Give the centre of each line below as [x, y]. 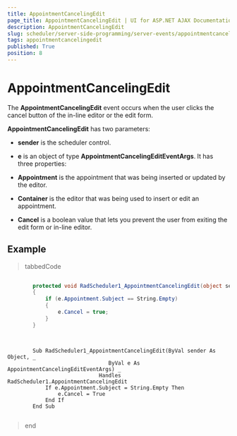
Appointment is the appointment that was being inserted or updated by [121, 177]
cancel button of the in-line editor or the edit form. [80, 115]
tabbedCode [43, 266]
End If [55, 400]
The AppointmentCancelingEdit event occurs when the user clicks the [111, 107]
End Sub [44, 406]
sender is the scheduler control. [64, 143]
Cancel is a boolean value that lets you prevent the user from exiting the [122, 219]
